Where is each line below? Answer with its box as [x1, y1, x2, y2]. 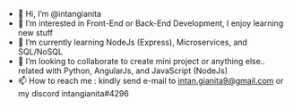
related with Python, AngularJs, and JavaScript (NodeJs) [17, 65, 228, 76]
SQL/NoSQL [17, 46, 63, 57]
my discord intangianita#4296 [17, 88, 130, 98]
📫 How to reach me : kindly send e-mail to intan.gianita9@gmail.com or [17, 76, 284, 86]
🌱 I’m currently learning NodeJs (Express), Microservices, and [17, 37, 248, 47]
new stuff [17, 28, 54, 37]
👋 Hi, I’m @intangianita [17, 9, 101, 19]
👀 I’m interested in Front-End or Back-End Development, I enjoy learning [17, 18, 284, 29]
